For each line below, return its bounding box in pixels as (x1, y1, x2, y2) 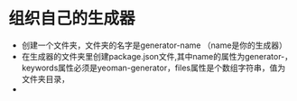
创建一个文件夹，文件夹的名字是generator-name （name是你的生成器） (21, 40, 288, 50)
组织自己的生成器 (8, 8, 136, 29)
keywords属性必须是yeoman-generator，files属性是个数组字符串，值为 (21, 62, 286, 73)
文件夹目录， (21, 73, 70, 84)
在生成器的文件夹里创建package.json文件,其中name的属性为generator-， (21, 50, 293, 61)
